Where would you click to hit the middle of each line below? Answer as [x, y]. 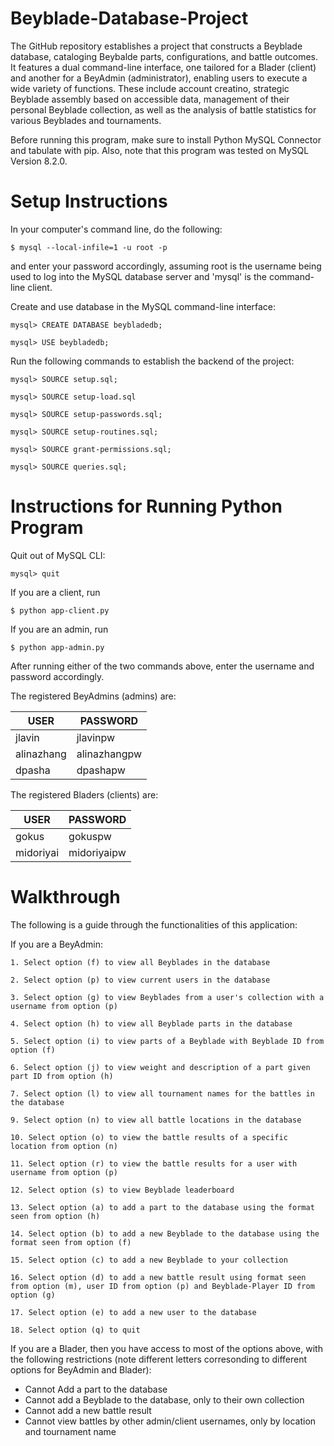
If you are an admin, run [59, 629]
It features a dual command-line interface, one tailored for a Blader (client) [163, 67]
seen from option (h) [55, 1216]
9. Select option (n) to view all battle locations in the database [156, 1120]
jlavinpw [96, 737]
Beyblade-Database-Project [129, 18]
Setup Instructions [89, 201]
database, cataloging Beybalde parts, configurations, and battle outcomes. [164, 56]
